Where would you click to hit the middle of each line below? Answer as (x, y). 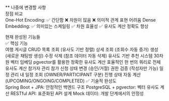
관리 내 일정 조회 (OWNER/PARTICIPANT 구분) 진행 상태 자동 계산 (76, 75)
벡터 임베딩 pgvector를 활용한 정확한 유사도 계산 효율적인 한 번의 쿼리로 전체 (86, 62)
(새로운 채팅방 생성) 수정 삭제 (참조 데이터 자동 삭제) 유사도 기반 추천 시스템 (79, 56)
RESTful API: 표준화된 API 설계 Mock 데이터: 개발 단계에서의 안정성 (77, 93)
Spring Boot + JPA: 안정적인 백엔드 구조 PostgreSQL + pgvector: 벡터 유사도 (82, 87)
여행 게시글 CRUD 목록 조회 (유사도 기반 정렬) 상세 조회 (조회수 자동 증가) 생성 (82, 49)
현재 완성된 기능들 (23, 37)
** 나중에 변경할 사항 (26, 7)
